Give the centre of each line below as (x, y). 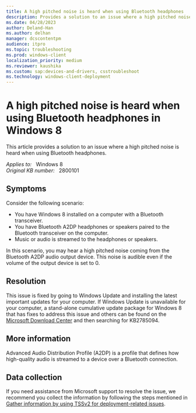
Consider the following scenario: (45, 203)
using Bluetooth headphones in (83, 118)
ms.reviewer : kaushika (34, 66)
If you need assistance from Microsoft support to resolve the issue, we (91, 391)
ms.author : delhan (28, 33)
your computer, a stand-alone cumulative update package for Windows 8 (94, 308)
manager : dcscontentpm (34, 39)
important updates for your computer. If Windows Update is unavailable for (96, 301)
